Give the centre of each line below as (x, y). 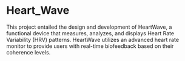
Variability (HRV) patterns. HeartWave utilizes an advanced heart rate (93, 39)
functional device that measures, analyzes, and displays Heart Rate (90, 33)
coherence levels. (29, 52)
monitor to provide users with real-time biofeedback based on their (90, 46)
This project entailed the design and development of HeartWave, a (89, 27)
